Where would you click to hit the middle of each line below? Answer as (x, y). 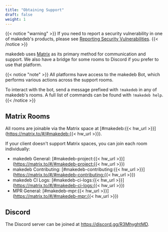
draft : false (19, 15)
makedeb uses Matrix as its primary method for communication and (76, 54)
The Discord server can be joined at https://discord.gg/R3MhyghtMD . (77, 224)
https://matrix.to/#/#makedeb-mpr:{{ (53, 196)
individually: (18, 149)
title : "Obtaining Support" (35, 10)
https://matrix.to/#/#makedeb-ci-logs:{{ (56, 186)
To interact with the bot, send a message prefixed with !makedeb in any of (81, 90)
